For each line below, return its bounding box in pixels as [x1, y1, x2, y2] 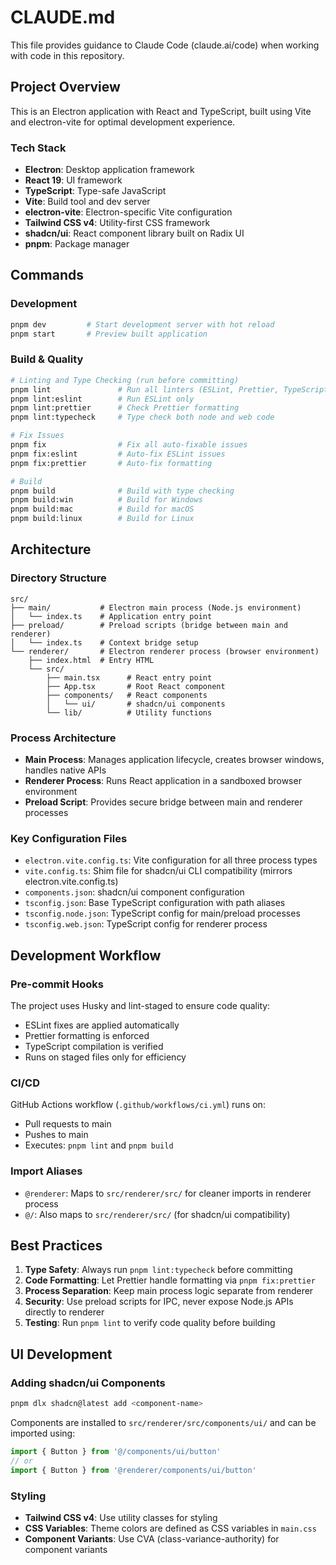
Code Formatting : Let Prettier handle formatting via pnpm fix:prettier [24, 1274, 316, 1286]
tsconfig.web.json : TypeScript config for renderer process [24, 918, 268, 930]
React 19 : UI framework [24, 174, 123, 186]
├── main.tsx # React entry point [46, 672, 213, 683]
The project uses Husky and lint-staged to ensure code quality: [10, 1000, 271, 1011]
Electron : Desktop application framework [24, 164, 195, 176]
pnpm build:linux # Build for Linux [10, 514, 195, 524]
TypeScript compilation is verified [24, 1041, 164, 1052]
